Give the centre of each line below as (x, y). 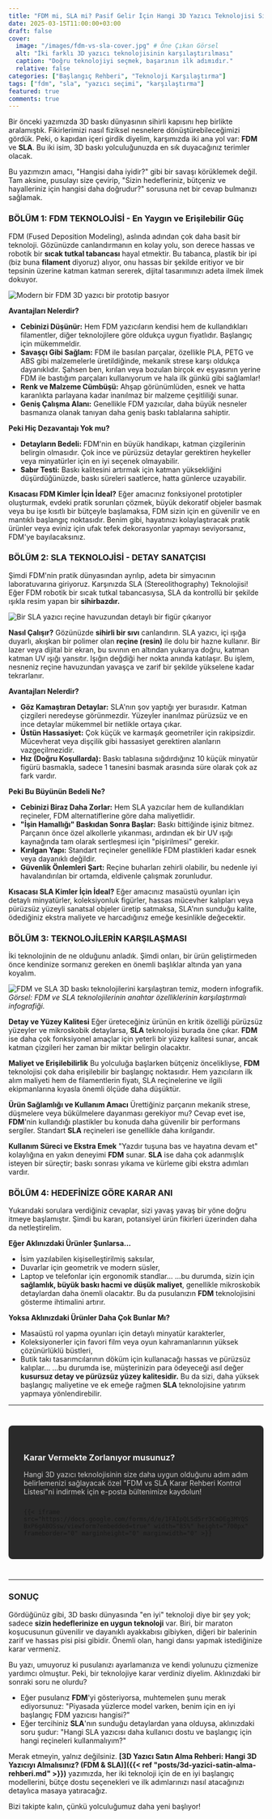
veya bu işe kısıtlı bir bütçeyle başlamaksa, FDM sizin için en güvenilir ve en (134, 511)
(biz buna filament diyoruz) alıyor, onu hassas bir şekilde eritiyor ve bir (126, 262)
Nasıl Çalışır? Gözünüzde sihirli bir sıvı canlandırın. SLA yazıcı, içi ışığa (127, 632)
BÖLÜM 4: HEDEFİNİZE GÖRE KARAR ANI (91, 1193)
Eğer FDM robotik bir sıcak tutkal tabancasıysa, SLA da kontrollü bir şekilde (134, 593)
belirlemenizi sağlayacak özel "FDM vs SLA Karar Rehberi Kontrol (132, 1483)
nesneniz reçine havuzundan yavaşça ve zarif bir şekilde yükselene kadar (132, 667)
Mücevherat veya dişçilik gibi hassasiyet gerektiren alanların (120, 741)
